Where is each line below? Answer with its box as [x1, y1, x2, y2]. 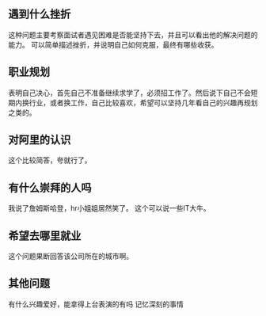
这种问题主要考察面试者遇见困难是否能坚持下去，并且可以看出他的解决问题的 [8, 30, 258, 40]
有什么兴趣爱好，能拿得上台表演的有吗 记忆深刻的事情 [8, 299, 184, 309]
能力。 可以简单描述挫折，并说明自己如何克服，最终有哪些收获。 [8, 40, 218, 49]
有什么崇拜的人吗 [8, 181, 92, 194]
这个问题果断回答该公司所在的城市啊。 [8, 252, 133, 261]
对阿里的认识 [8, 133, 71, 147]
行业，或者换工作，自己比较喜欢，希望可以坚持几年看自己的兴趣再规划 [28, 97, 258, 107]
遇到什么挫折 [8, 7, 71, 21]
